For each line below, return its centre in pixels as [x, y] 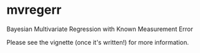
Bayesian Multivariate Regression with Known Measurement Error [100, 29]
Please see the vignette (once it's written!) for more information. [98, 42]
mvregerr [34, 10]
